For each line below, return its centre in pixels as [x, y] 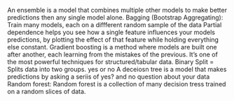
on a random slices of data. [47, 91]
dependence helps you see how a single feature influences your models [111, 32]
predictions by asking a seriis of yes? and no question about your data [109, 77]
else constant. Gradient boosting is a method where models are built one [112, 47]
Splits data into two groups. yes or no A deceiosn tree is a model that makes [117, 69]
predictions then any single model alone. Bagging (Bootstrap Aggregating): [115, 17]
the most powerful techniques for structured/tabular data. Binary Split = [111, 62]
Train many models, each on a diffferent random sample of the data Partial [115, 25]
